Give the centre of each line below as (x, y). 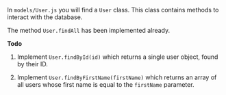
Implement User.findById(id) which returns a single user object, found (117, 57)
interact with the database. (45, 17)
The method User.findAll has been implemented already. (88, 30)
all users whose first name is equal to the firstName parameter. (105, 84)
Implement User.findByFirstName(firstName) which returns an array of (117, 77)
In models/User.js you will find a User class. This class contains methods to (113, 10)
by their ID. (32, 64)
